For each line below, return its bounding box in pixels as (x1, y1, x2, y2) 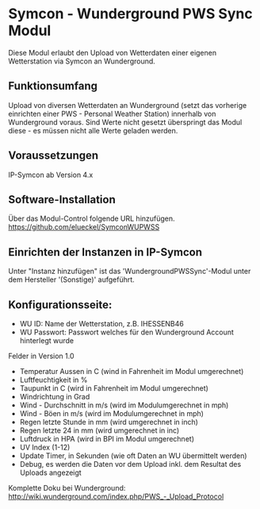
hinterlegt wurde (19, 336, 74, 345)
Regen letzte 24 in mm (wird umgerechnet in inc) (19, 426, 180, 435)
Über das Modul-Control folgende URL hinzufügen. (8, 214, 176, 223)
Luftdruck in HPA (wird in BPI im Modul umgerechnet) (19, 434, 194, 443)
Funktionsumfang (8, 79, 97, 93)
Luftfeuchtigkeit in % (19, 375, 88, 384)
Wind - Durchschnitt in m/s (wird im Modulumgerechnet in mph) (19, 400, 229, 410)
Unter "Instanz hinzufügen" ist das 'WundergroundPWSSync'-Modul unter (8, 267, 251, 276)
